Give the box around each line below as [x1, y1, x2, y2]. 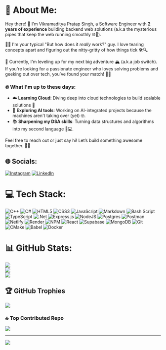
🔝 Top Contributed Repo [5, 314, 64, 321]
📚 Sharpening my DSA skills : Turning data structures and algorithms [12, 118, 154, 124]
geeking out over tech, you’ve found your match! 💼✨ [5, 71, 111, 77]
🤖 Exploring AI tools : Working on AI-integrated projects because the [12, 108, 152, 114]
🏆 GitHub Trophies [5, 287, 66, 295]
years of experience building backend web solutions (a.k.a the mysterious [5, 26, 157, 32]
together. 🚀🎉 [5, 143, 31, 149]
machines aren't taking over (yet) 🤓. [12, 113, 86, 118]
